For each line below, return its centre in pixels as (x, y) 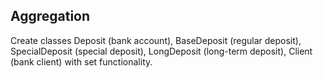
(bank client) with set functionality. (81, 61)
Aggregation (50, 16)
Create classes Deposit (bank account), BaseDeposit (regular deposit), (156, 40)
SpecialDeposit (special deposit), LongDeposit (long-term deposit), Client (161, 51)
